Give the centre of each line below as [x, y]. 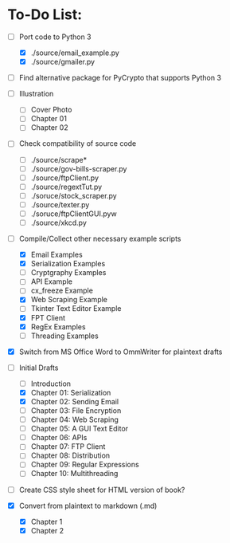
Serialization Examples [68, 264]
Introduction [51, 384]
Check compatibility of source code [78, 144]
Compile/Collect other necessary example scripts [100, 238]
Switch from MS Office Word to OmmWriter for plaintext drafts [121, 352]
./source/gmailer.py [63, 62]
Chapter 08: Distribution [70, 455]
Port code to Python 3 [55, 37]
